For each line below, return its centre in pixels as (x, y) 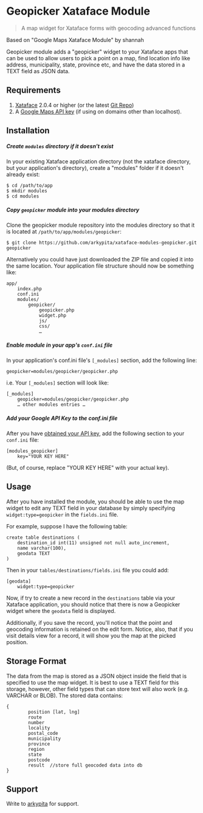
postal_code (43, 733)
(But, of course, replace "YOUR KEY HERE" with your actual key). (88, 468)
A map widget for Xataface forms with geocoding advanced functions (108, 28)
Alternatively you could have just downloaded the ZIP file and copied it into (100, 260)
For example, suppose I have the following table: (67, 526)
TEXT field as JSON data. (38, 71)
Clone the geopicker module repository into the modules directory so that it (101, 225)
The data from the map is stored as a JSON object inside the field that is (97, 676)
